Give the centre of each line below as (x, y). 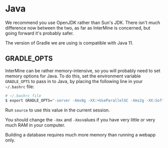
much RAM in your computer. (35, 125)
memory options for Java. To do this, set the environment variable (73, 76)
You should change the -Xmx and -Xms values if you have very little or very (80, 119)
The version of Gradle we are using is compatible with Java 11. (69, 42)
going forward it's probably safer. (39, 33)
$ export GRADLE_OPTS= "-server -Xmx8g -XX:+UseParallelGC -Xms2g (74, 100)
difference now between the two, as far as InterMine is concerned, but (78, 27)
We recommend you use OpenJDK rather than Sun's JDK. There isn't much (83, 22)
